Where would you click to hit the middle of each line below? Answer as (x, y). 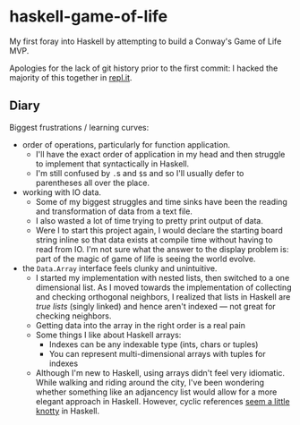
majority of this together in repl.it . (71, 77)
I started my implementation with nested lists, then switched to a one (163, 277)
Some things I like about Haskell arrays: (108, 335)
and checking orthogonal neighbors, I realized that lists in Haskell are (163, 296)
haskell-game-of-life (89, 17)
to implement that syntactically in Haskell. (112, 164)
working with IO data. (61, 192)
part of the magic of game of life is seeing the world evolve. (146, 259)
